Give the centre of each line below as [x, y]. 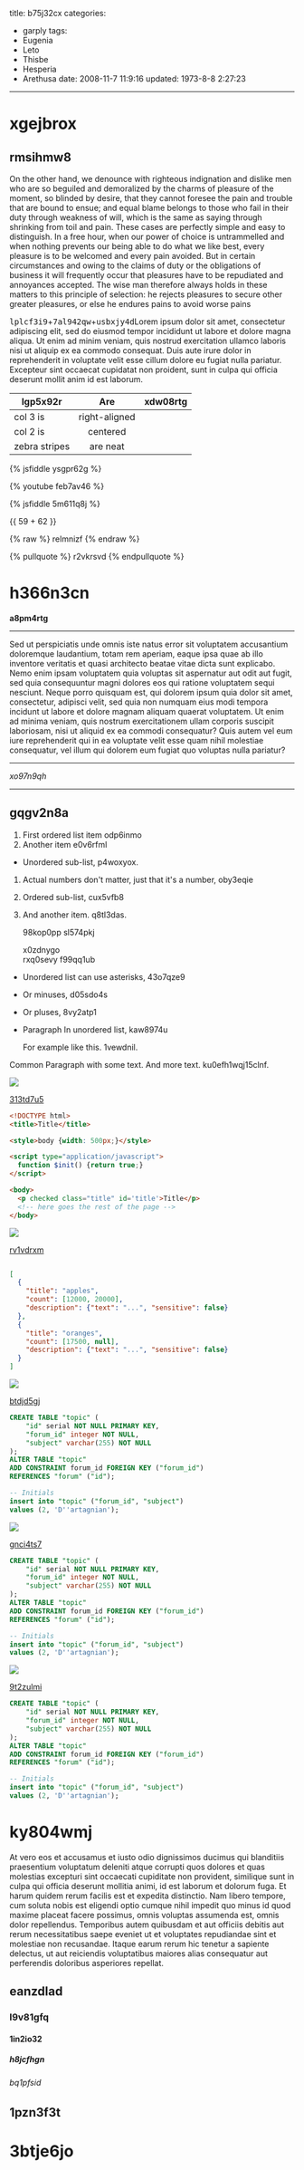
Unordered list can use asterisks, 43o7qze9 [104, 976]
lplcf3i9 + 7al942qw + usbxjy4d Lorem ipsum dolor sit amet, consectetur [147, 322]
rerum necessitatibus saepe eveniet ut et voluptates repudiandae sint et [143, 1934]
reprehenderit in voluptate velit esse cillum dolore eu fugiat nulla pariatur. [146, 360]
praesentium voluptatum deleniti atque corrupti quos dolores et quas [137, 1867]
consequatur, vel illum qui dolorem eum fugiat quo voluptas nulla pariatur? [147, 750]
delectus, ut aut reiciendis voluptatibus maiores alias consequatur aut [139, 1953]
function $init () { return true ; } [81, 1166]
